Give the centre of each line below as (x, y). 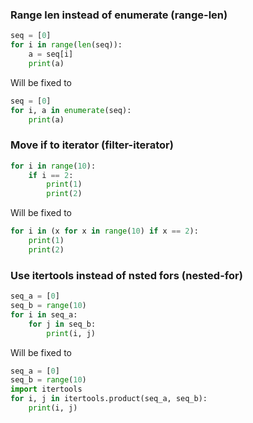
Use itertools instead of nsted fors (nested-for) (126, 275)
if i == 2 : (51, 175)
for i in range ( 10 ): (53, 166)
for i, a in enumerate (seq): (71, 110)
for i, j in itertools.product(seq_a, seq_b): (109, 399)
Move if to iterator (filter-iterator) (92, 145)
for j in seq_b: (62, 324)
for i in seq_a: (44, 314)
